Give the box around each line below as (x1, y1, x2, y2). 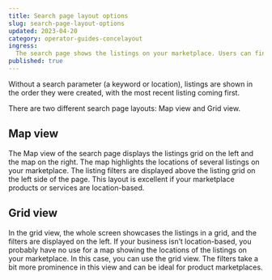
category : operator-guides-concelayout (8, 34, 143, 43)
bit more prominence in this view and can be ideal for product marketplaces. (8, 262, 263, 272)
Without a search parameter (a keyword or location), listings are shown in (8, 78, 253, 89)
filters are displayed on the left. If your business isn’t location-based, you (8, 236, 253, 246)
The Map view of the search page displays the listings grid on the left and (8, 148, 253, 158)
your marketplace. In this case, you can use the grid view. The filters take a (8, 253, 259, 263)
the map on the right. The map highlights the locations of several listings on (8, 157, 261, 167)
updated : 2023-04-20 (8, 27, 79, 35)
